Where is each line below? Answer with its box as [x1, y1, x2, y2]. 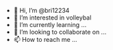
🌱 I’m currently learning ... [13, 21, 87, 28]
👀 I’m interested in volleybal [13, 14, 92, 22]
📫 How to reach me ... [13, 36, 77, 43]
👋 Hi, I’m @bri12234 [13, 7, 70, 14]
